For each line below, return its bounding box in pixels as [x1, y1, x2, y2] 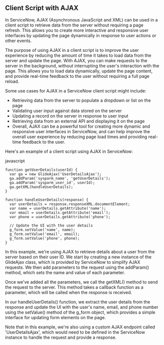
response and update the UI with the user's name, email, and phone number [5, 304, 159, 310]
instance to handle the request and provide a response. [5, 334, 117, 340]
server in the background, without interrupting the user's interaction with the [5, 63, 160, 69]
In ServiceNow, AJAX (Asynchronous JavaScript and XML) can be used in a [5, 17, 158, 23]
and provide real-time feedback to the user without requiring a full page [5, 73, 150, 79]
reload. [5, 78, 20, 84]
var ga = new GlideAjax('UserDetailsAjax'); [9, 171, 102, 177]
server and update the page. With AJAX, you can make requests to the [5, 57, 148, 63]
